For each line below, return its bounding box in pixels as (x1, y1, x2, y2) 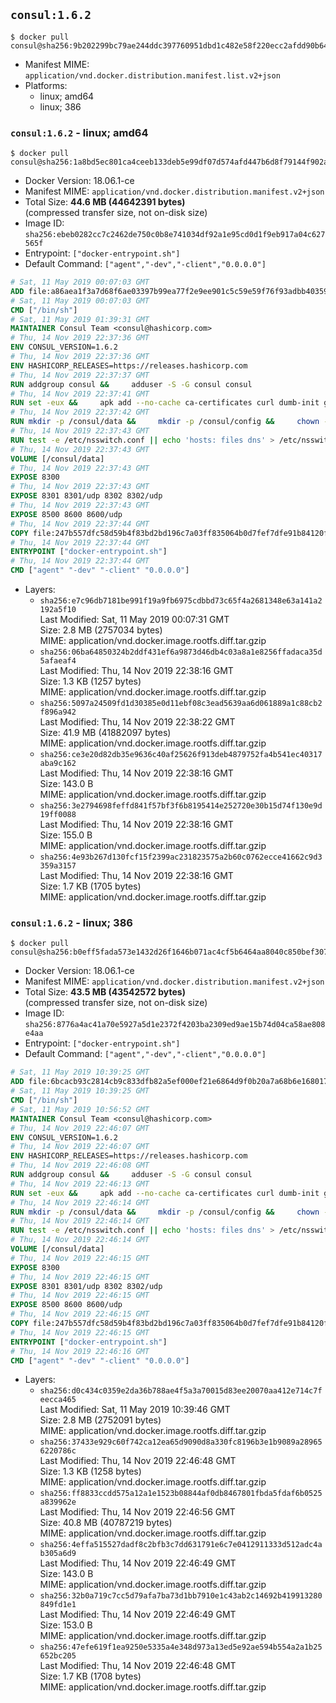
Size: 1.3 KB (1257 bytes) (39, 675, 142, 688)
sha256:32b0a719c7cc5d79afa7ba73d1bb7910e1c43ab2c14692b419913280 (39, 1591, 323, 1601)
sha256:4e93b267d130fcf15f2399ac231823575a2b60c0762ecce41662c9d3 (39, 852, 323, 863)
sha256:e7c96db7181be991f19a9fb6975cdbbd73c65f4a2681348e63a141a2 (39, 596, 323, 606)
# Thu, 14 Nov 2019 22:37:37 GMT (10, 370, 150, 380)
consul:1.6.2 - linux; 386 (10, 916, 133, 930)
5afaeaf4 (39, 656, 77, 666)
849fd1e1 (39, 1600, 77, 1610)
